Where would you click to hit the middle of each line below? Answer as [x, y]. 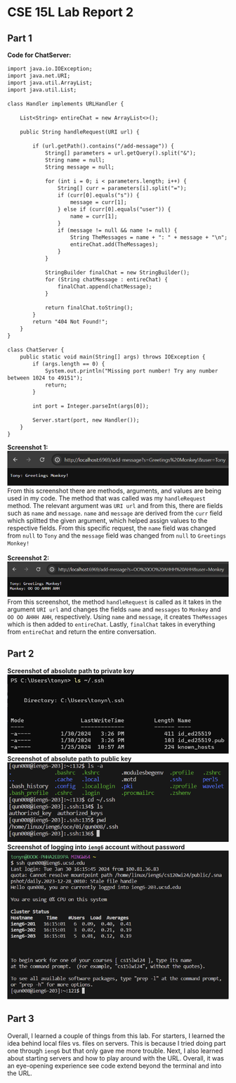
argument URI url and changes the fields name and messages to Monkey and [114, 609]
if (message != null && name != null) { [117, 231]
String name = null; [75, 160]
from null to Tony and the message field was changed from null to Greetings [117, 536]
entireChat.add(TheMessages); [114, 245]
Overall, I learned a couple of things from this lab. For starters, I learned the [116, 1036]
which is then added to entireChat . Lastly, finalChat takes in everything [111, 624]
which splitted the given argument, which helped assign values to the [107, 521]
